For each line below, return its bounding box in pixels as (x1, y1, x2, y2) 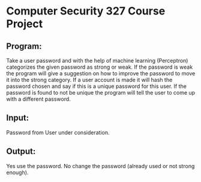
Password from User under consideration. (6, 128, 110, 136)
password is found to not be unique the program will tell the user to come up (6, 89, 196, 96)
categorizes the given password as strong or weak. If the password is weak (6, 63, 193, 71)
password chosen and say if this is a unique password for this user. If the (6, 83, 187, 90)
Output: (6, 146, 36, 157)
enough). (6, 169, 29, 176)
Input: (6, 113, 29, 123)
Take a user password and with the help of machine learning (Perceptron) (6, 57, 188, 64)
